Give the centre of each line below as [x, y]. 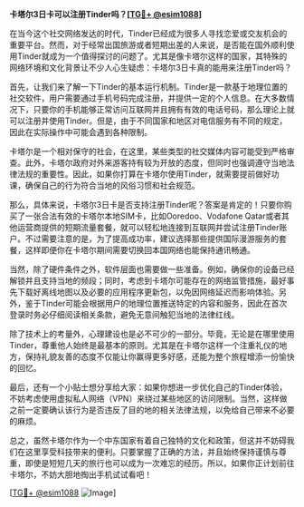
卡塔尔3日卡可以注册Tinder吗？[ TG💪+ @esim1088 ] [105, 14]
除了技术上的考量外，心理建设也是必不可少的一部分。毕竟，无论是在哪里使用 [152, 334]
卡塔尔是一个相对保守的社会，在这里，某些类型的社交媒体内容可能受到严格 [148, 151]
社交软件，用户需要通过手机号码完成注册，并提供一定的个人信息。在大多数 [148, 98]
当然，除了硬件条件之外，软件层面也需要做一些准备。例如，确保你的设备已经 [152, 269]
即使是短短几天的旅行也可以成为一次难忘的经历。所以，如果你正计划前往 [160, 463]
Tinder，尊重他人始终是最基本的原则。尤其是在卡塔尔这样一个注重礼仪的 [144, 345]
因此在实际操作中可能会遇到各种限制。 [81, 132]
